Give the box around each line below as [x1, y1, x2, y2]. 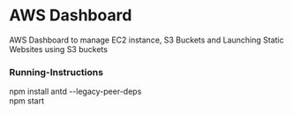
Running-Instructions [9, 65, 104, 78]
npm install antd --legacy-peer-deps [9, 86, 142, 97]
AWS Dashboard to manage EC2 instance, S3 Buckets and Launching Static [9, 34, 284, 45]
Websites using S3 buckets [9, 43, 109, 54]
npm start [9, 96, 45, 106]
